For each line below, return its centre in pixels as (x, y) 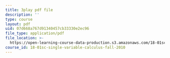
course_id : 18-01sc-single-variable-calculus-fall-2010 (65, 47)
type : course (19, 19)
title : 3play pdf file (29, 10)
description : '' (22, 15)
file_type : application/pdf (35, 33)
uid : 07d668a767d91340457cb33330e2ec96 (47, 29)
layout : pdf (18, 24)
